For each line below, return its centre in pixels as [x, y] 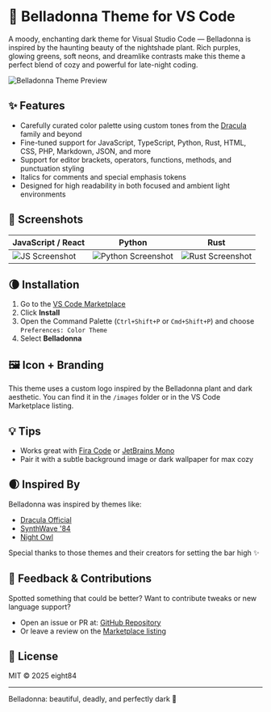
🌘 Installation [44, 284]
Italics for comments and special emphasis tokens [103, 176]
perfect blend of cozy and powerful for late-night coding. [103, 65]
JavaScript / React [49, 242]
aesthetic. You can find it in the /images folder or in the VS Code [115, 397]
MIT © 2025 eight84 [42, 676]
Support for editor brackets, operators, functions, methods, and [125, 159]
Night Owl [37, 536]
